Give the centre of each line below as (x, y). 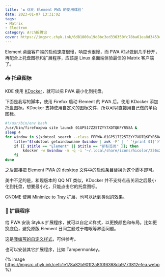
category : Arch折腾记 (26, 32)
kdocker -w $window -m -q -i (53, 151)
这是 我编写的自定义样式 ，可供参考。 (42, 239)
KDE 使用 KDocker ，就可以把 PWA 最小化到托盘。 (56, 91)
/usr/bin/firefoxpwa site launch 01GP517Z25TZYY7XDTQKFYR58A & (71, 128)
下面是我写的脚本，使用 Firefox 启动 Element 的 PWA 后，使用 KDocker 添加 (82, 102)
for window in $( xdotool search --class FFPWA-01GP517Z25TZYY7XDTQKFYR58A (83, 137)
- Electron (16, 28)
